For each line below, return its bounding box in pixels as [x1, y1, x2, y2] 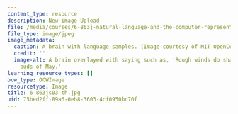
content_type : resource [7, 10, 78, 18]
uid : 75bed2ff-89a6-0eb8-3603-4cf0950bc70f [7, 96, 138, 103]
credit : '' [13, 50, 46, 57]
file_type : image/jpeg [7, 30, 74, 38]
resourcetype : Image [7, 83, 69, 90]
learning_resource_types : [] [7, 69, 93, 76]
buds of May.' [20, 63, 62, 70]
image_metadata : [7, 37, 55, 44]
